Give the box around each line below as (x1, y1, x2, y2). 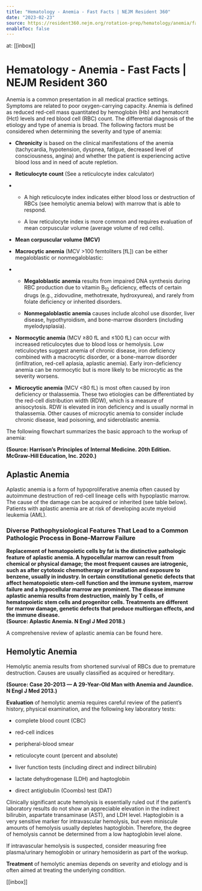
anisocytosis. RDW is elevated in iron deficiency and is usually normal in (14, 403, 194, 410)
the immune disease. (6, 611, 60, 618)
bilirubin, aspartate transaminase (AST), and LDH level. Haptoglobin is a (6, 811, 184, 818)
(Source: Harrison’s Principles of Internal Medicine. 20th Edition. (6, 446, 171, 453)
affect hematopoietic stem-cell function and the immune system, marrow (6, 579, 194, 587)
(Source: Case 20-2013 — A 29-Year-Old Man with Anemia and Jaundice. (6, 680, 194, 688)
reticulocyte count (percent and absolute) (14, 751, 118, 759)
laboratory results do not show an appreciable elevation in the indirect (6, 804, 180, 812)
